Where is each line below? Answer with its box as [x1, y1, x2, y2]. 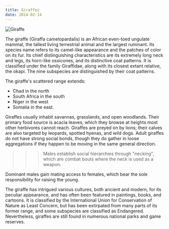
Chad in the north [12, 88, 50, 94]
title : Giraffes [5, 7, 40, 13]
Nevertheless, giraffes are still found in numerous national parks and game [5, 213, 161, 219]
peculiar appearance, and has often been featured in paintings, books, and [5, 192, 161, 198]
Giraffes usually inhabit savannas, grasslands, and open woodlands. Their [5, 113, 160, 120]
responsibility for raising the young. [5, 176, 80, 182]
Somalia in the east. [12, 104, 54, 110]
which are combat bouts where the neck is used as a [43, 156, 154, 162]
